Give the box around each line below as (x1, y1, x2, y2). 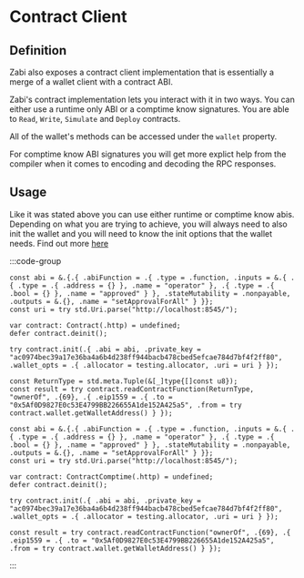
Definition (9, 43, 66, 58)
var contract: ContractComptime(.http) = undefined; (9, 472, 214, 482)
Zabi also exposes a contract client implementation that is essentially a (9, 66, 275, 77)
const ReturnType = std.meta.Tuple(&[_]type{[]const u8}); (9, 376, 238, 386)
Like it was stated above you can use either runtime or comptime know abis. (9, 208, 295, 219)
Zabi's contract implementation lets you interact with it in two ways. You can (9, 94, 296, 105)
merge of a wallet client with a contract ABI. (9, 76, 173, 87)
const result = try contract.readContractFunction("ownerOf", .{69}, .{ (9, 528, 291, 537)
